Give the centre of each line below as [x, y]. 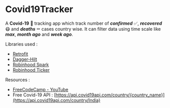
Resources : [18, 80]
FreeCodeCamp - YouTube [40, 89]
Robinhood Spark [31, 65]
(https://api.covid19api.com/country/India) [56, 100]
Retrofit [20, 53]
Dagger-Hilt [25, 59]
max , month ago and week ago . [39, 34]
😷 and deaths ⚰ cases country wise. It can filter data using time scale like [83, 29]
